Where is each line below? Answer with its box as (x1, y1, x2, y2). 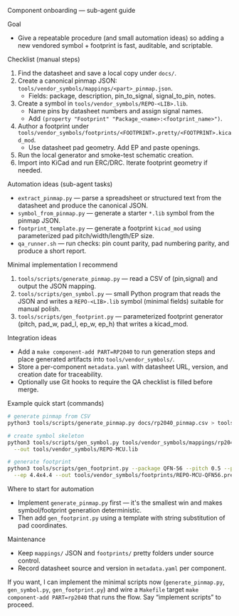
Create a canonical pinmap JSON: (17, 76, 117, 85)
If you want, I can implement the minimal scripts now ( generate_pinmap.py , (7, 577, 225, 586)
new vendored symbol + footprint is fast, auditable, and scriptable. (17, 41, 213, 49)
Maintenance (7, 535, 46, 543)
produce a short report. (17, 247, 87, 255)
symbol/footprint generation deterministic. (17, 506, 142, 514)
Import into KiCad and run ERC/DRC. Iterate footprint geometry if (17, 158, 208, 167)
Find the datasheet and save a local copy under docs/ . (17, 69, 176, 77)
